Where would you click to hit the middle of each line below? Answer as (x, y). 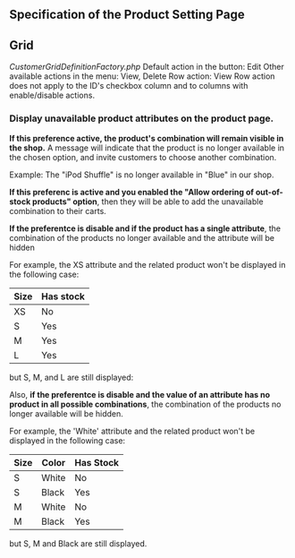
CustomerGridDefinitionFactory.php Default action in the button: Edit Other (147, 67)
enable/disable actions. (52, 95)
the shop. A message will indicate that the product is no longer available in (147, 148)
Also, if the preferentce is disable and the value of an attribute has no (140, 394)
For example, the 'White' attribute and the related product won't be (132, 431)
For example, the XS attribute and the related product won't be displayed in (147, 264)
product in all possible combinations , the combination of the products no (145, 404)
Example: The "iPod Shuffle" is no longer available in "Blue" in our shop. (142, 175)
